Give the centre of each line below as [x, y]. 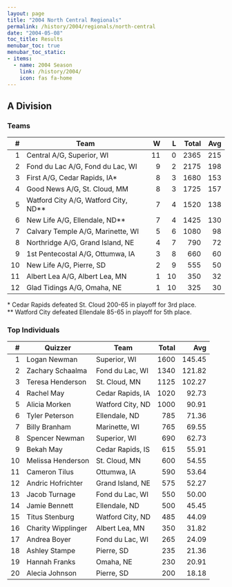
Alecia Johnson [52, 573]
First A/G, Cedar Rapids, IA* [72, 178]
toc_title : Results [35, 39]
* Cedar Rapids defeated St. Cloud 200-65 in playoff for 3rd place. [102, 305]
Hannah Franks [51, 562]
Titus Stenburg [50, 517]
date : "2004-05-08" [35, 33]
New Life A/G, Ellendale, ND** [76, 220]
